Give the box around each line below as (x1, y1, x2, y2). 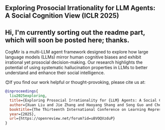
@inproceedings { (5, 89, 38, 94)
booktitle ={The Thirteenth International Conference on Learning (9, 107, 146, 112)
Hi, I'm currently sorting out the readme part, (5, 28, 145, 36)
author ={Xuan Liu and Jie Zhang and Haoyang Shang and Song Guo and (9, 103, 153, 107)
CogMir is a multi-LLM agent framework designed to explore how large (5, 49, 149, 55)
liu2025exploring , (9, 93, 48, 99)
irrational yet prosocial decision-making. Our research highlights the (5, 59, 143, 65)
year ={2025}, (9, 111, 36, 117)
